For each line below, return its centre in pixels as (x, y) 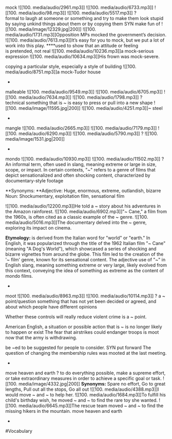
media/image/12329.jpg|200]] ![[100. (58, 29)
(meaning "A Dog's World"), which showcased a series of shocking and (81, 249)
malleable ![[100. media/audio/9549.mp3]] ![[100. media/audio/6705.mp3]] (84, 92)
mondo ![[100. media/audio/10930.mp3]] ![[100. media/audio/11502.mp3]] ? (85, 159)
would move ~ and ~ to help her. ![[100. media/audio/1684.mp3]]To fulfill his (85, 395)
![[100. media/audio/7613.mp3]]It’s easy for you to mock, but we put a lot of (85, 40)
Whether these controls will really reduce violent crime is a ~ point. (76, 317)
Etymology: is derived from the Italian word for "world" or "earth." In (78, 238)
